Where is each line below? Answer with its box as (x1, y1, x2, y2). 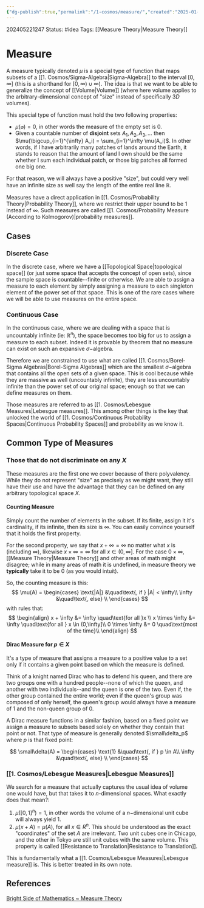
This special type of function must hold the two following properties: (6, 111, 177, 119)
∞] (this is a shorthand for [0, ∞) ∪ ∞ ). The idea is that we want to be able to (6, 80, 198, 87)
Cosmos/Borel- (148, 357, 186, 364)
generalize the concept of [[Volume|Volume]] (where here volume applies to (6, 86, 197, 94)
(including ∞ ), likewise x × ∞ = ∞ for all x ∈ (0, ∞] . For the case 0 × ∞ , (6, 548, 185, 555)
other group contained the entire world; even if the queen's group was (6, 692, 182, 699)
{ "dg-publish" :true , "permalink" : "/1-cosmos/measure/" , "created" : (6, 9, 175, 15)
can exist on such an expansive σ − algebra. (6, 345, 114, 352)
